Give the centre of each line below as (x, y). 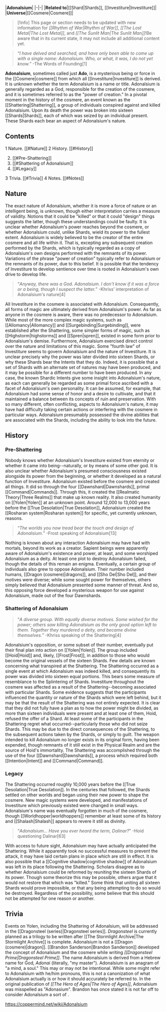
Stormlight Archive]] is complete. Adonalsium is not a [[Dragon (69, 942)
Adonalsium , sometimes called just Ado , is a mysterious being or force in (80, 73)
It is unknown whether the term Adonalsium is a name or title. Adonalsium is (83, 84)
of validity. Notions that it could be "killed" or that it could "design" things (80, 216)
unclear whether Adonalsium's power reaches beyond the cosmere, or (77, 227)
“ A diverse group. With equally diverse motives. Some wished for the (87, 619)
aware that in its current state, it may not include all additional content (88, 38)
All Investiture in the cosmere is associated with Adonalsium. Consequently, (82, 304)
